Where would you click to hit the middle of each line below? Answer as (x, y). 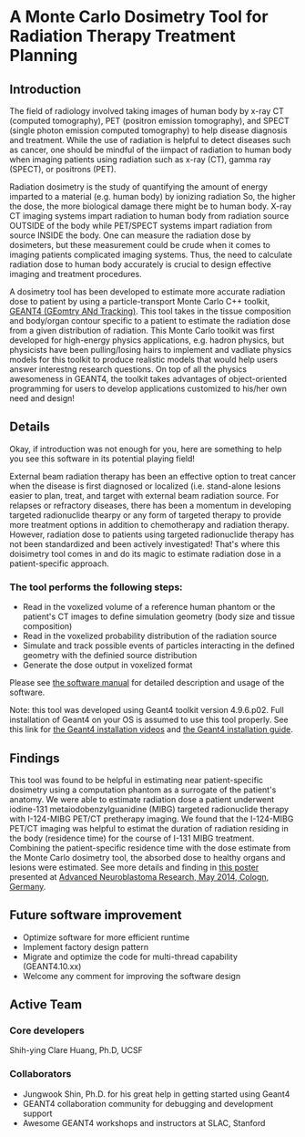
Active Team (46, 1005)
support (37, 1113)
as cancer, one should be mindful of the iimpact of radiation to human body (151, 150)
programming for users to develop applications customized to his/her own (148, 388)
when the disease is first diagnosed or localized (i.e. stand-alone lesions (145, 486)
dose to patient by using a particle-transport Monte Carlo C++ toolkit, (140, 301)
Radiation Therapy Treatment (122, 36)
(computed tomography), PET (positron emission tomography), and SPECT (149, 121)
